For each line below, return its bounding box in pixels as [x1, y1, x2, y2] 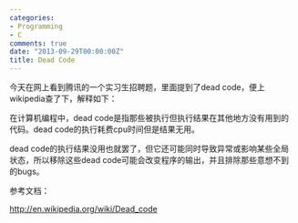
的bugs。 [9, 166, 45, 177]
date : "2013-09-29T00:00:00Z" [9, 47, 125, 56]
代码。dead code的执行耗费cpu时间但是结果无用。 [9, 124, 200, 135]
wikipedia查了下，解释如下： [9, 93, 118, 104]
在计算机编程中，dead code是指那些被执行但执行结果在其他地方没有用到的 [9, 113, 290, 123]
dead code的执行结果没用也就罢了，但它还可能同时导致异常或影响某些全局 [9, 143, 290, 154]
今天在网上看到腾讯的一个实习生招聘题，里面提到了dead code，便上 [9, 82, 266, 92]
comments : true [9, 38, 67, 48]
